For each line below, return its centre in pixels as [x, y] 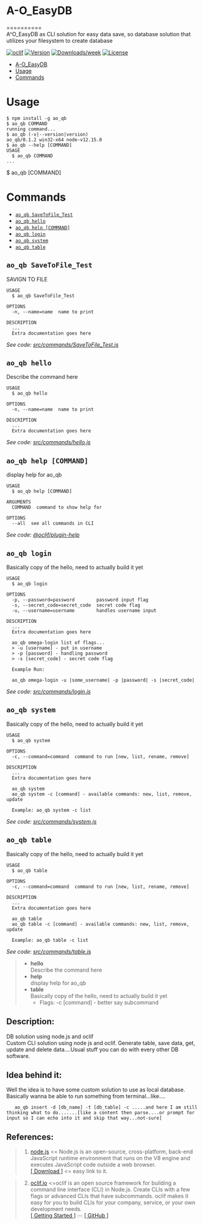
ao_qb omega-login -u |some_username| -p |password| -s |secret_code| [103, 680]
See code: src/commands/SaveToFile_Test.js [62, 344]
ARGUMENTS [19, 502]
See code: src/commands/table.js [49, 951]
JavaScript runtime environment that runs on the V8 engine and [110, 1158]
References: [30, 1137]
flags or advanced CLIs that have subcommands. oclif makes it [109, 1196]
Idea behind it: [34, 1075]
